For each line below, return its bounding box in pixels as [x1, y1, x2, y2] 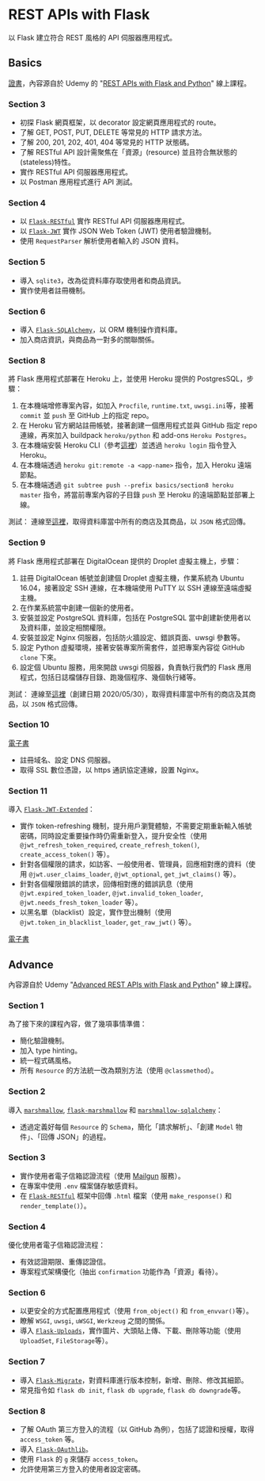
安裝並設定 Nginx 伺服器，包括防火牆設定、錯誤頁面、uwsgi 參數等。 [19, 632, 245, 642]
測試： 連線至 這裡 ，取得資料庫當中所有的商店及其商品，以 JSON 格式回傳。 [8, 517, 251, 527]
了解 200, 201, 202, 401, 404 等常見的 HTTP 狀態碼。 [19, 137, 194, 148]
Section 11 [8, 785, 47, 796]
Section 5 [8, 256, 46, 267]
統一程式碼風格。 [19, 1056, 76, 1065]
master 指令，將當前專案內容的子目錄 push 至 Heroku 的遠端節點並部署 [19, 490, 249, 500]
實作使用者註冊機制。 [19, 286, 89, 295]
